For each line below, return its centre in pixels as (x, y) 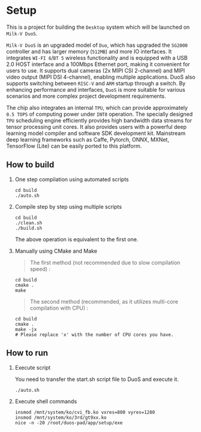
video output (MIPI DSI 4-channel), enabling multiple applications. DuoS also (101, 77)
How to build (30, 165)
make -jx (26, 329)
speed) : (40, 269)
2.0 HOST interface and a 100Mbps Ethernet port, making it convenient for (98, 64)
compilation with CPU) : (59, 308)
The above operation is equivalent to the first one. (76, 239)
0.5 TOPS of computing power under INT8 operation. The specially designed (100, 114)
